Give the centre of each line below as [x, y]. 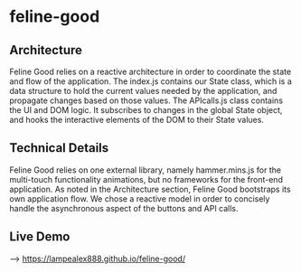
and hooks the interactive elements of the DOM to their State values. [137, 120]
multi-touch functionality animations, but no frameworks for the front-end [146, 179]
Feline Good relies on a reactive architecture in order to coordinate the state [150, 71]
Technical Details [59, 148]
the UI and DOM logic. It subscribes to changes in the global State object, [146, 110]
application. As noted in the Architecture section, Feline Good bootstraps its [150, 189]
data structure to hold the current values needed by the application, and [143, 91]
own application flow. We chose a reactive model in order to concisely [140, 198]
